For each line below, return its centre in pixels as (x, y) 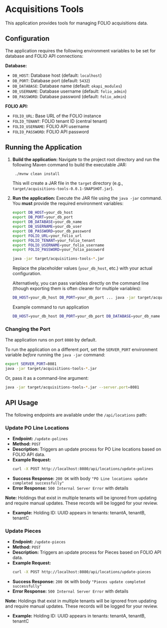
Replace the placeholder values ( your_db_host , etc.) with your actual (83, 268)
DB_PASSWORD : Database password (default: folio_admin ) (69, 96)
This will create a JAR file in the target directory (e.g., (68, 183)
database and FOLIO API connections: (44, 56)
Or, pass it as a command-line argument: (47, 378)
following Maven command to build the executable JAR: (70, 164)
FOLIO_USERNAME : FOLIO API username (51, 126)
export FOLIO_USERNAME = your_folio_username (58, 245)
